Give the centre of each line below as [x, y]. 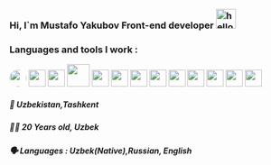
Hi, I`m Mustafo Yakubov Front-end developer [112, 25]
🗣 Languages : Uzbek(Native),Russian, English [101, 151]
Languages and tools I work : [74, 50]
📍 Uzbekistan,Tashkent [54, 104]
